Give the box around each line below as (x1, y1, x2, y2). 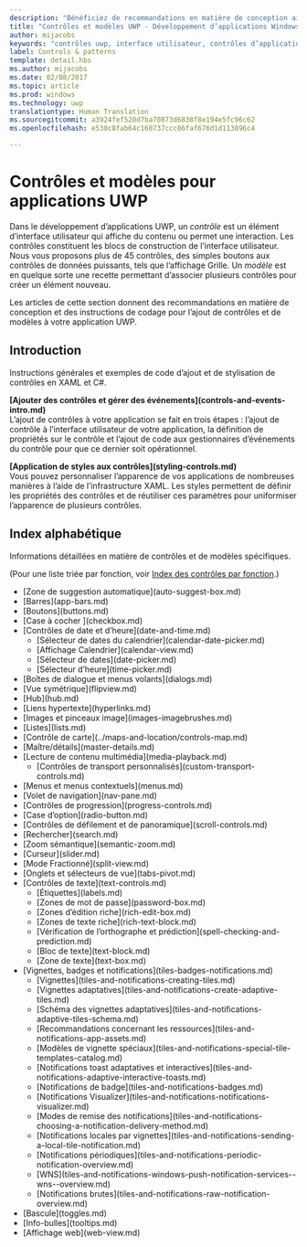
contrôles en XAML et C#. (9, 377, 107, 388)
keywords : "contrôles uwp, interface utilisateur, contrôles (9, 38, 248, 48)
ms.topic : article (9, 81, 79, 91)
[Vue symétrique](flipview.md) (22, 683, 137, 694)
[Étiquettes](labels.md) (36, 887, 123, 898)
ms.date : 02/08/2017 (9, 73, 89, 82)
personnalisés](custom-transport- (126, 761, 256, 772)
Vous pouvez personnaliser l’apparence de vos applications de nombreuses (9, 470, 295, 481)
